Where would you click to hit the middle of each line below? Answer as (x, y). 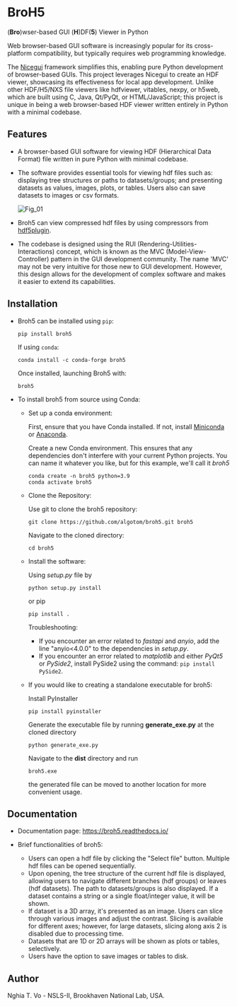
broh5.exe (43, 771)
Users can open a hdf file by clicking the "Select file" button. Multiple (129, 858)
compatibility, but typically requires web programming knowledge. (129, 53)
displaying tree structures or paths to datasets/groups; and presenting (120, 180)
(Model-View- (186, 251)
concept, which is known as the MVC (110, 251)
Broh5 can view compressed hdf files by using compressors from (113, 222)
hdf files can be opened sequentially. (82, 866)
